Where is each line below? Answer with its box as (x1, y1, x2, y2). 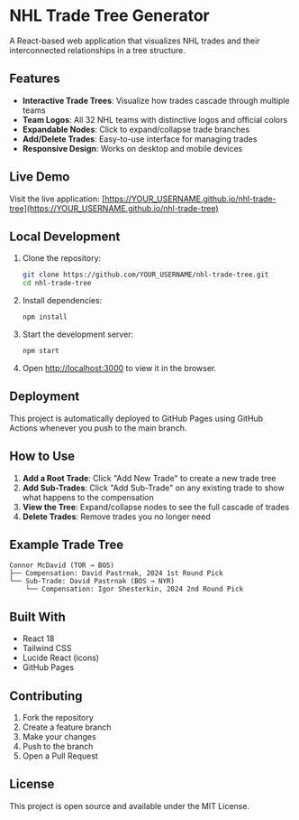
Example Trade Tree (9, 536, 124, 552)
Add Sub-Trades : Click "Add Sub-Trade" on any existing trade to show (22, 482, 285, 493)
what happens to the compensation (22, 491, 155, 502)
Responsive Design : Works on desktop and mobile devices (22, 143, 243, 154)
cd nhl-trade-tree (22, 279, 92, 288)
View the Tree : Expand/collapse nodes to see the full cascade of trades (22, 501, 290, 512)
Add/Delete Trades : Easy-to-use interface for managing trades (22, 133, 258, 144)
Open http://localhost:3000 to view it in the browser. (22, 362, 217, 373)
